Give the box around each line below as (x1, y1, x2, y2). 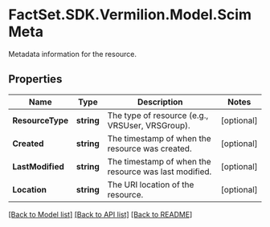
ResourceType (12, 115, 69, 126)
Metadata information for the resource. (8, 49, 137, 59)
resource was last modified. (107, 166, 212, 177)
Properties (8, 72, 63, 86)
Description (137, 96, 183, 107)
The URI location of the (107, 179, 194, 190)
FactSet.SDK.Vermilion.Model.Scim (8, 6, 252, 24)
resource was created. (107, 143, 192, 154)
